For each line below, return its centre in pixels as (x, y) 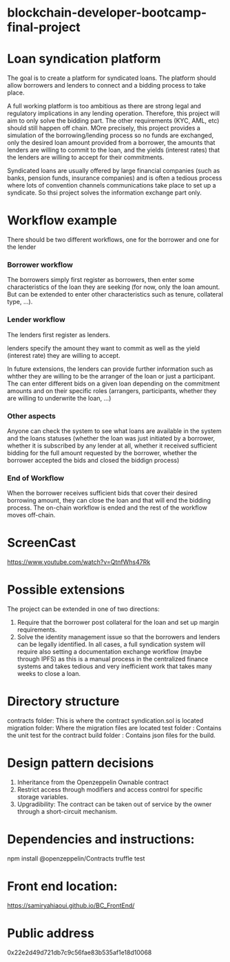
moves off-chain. (31, 515)
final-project (44, 27)
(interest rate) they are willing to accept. (64, 355)
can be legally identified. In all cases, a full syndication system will (111, 644)
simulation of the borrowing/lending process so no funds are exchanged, (111, 135)
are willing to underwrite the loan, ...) (59, 398)
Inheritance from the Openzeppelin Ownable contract (93, 782)
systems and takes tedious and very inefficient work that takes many (114, 666)
